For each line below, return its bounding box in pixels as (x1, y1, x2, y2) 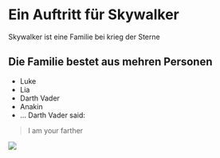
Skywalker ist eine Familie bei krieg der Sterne (8, 32, 161, 41)
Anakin (19, 101, 43, 111)
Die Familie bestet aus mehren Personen (8, 55, 213, 69)
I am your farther (27, 125, 84, 135)
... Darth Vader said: (19, 110, 86, 120)
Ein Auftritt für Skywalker (8, 6, 179, 24)
